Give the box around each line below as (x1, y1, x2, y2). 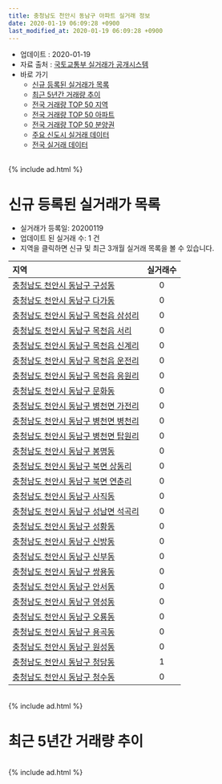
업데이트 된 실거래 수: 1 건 (19, 234, 100, 243)
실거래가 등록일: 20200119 (19, 223, 104, 233)
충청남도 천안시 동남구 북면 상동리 (12, 461, 132, 472)
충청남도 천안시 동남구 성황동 (12, 521, 115, 533)
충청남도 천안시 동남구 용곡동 (12, 627, 115, 638)
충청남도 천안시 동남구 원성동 (12, 642, 115, 653)
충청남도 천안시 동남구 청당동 (12, 656, 115, 668)
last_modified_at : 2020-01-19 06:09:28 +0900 (8, 27, 163, 35)
